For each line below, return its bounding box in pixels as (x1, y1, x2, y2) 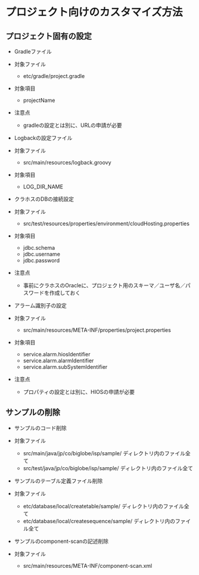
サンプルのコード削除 (14, 424, 67, 431)
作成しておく (49, 290, 81, 296)
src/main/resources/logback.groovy (23, 159, 111, 166)
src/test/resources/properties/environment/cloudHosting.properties (23, 220, 190, 227)
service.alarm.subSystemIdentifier (23, 363, 108, 370)
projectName (23, 97, 55, 104)
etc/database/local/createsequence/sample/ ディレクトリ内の (23, 517, 176, 524)
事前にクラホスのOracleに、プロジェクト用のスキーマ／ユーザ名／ (23, 282, 186, 289)
